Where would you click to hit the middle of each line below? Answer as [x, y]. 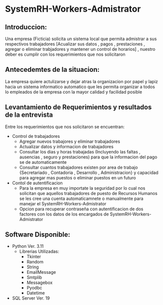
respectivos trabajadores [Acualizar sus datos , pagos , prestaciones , [75, 44]
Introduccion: [26, 27]
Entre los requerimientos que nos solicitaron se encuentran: [65, 127]
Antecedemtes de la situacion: [52, 70]
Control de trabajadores [36, 136]
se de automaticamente [43, 162]
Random [35, 262]
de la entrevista [29, 115]
